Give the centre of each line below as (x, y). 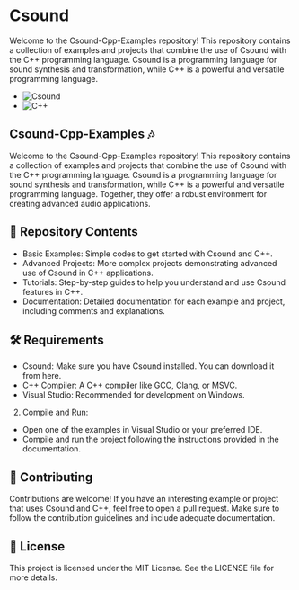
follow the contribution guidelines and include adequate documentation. (142, 518)
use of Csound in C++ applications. (88, 273)
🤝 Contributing (51, 477)
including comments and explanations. (94, 310)
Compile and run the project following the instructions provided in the (151, 439)
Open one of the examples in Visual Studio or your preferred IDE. (142, 430)
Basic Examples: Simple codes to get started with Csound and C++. (148, 254)
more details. (34, 577)
